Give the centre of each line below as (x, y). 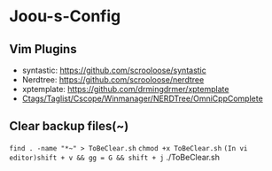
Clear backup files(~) (69, 126)
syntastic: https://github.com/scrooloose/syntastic (114, 70)
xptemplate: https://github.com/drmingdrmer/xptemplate (125, 89)
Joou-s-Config (65, 16)
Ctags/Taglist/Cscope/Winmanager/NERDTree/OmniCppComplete (142, 98)
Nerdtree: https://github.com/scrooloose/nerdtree (113, 80)
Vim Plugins (43, 49)
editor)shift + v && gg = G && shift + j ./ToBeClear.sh (114, 157)
